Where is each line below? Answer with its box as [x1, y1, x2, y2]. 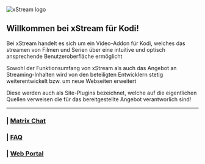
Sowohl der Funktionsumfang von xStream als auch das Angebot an [6, 64, 177, 71]
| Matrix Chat [6, 116, 46, 125]
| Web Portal [6, 149, 44, 158]
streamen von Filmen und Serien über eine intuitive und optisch [6, 46, 166, 53]
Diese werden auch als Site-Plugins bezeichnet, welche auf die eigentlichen [6, 89, 197, 96]
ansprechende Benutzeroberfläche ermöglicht [6, 52, 123, 60]
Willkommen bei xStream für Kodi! [6, 23, 139, 34]
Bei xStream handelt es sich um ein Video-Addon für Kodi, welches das [6, 40, 185, 47]
